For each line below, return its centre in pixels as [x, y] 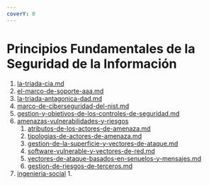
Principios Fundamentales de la [101, 48]
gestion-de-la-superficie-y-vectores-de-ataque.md [103, 143]
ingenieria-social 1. [44, 173]
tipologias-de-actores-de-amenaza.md [85, 136]
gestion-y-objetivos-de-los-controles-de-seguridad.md [98, 113]
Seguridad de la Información [92, 64]
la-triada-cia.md [40, 83]
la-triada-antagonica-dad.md [60, 98]
